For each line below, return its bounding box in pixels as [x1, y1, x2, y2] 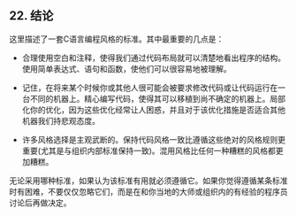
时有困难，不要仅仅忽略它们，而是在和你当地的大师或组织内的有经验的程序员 [9, 186, 288, 197]
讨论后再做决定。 [9, 197, 72, 208]
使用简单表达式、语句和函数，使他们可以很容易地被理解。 [21, 63, 232, 73]
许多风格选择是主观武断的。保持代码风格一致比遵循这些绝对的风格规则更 [21, 134, 286, 144]
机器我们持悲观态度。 [21, 115, 100, 126]
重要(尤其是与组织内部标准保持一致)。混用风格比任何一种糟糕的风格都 [21, 145, 277, 156]
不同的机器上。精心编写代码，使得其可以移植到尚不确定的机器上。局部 [29, 93, 286, 104]
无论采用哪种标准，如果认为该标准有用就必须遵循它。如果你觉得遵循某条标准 [9, 175, 288, 186]
